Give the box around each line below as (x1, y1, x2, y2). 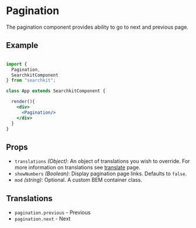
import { (6, 61, 27, 67)
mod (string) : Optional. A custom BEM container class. (14, 176, 142, 183)
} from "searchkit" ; (6, 77, 57, 83)
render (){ (11, 98, 35, 105)
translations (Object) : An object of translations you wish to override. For (14, 158, 190, 165)
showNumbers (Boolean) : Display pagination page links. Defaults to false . (14, 170, 187, 177)
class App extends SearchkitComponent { (6, 88, 106, 94)
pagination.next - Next (14, 215, 71, 222)
